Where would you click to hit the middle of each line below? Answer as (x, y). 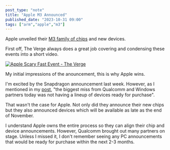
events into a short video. (32, 54)
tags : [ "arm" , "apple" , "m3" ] (35, 24)
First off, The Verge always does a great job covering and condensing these (85, 49)
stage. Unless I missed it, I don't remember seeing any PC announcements (84, 137)
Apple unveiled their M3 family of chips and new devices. (66, 39)
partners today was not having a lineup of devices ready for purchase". (80, 95)
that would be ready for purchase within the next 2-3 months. (70, 142)
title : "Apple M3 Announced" (36, 15)
